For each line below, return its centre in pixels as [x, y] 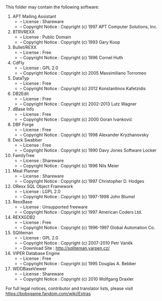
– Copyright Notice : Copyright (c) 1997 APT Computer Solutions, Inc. [88, 27]
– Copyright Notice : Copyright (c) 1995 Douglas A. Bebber [78, 263]
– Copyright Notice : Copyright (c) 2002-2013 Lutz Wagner [78, 104]
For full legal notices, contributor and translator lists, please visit [69, 288]
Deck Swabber [27, 140]
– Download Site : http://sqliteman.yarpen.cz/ [65, 248]
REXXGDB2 [24, 217]
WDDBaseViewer [29, 269]
